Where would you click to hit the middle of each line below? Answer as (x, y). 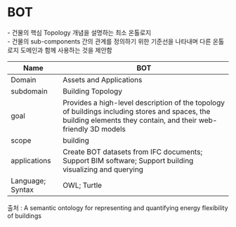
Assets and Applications (103, 79)
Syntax (22, 189)
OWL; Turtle (83, 185)
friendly (76, 129)
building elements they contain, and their (130, 120)
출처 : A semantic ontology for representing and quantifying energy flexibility (118, 207)
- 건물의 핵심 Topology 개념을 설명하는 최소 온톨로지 (79, 32)
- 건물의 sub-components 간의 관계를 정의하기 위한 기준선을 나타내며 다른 (109, 41)
